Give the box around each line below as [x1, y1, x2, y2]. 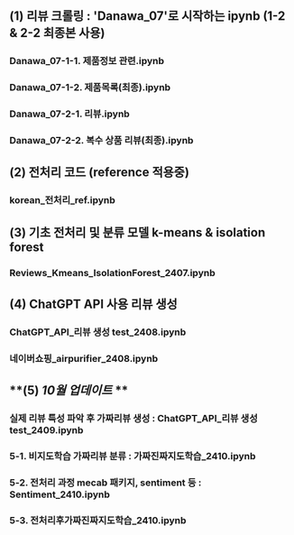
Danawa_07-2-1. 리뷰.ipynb [9, 107, 131, 120]
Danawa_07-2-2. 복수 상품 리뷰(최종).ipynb [9, 134, 194, 147]
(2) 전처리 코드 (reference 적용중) [9, 165, 189, 180]
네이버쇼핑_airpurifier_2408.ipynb [9, 352, 159, 364]
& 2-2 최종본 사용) [9, 25, 106, 41]
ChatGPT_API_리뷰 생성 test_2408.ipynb [9, 326, 187, 338]
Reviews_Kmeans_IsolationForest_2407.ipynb [9, 266, 216, 279]
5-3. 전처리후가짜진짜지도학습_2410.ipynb [9, 514, 187, 527]
